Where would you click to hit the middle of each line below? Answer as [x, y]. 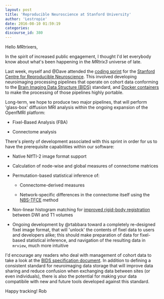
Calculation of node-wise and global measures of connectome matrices [85, 166]
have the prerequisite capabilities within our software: [60, 147]
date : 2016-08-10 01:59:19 [33, 24]
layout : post [19, 10]
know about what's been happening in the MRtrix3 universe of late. [73, 62]
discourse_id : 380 [24, 33]
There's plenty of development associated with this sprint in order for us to [81, 141]
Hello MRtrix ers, [21, 47]
